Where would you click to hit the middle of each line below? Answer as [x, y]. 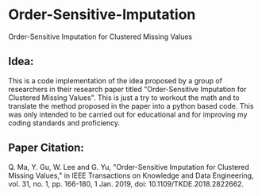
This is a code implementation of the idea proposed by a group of [116, 80]
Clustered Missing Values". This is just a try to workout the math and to [124, 98]
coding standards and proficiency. [64, 123]
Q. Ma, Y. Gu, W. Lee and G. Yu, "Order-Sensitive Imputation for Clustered [129, 167]
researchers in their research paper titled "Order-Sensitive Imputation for [127, 89]
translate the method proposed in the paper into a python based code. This [131, 106]
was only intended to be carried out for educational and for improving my [128, 114]
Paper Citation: [46, 148]
